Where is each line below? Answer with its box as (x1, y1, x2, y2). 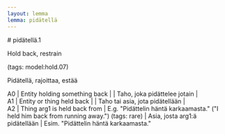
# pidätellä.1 (7, 35, 41, 44)
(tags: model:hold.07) (7, 62, 69, 71)
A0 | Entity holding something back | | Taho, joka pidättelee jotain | (7, 90, 199, 98)
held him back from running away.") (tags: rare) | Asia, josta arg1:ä (7, 112, 197, 120)
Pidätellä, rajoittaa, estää (7, 76, 78, 84)
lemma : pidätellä (7, 17, 58, 24)
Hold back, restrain (7, 49, 62, 58)
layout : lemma (7, 10, 49, 17)
